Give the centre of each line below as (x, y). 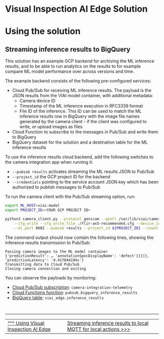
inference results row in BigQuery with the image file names (80, 116)
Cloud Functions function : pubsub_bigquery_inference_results (75, 292)
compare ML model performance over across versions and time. (70, 71)
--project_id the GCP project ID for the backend (61, 177)
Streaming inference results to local (108, 323)
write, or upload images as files (51, 127)
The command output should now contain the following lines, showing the (79, 237)
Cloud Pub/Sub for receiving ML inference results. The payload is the (82, 90)
